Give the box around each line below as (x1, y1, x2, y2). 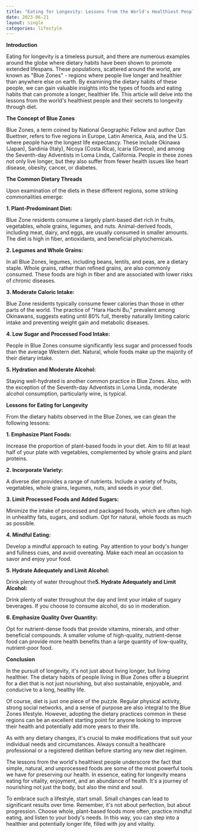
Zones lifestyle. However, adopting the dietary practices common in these (6, 710, 187, 717)
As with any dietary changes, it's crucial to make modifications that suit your (6, 735, 192, 742)
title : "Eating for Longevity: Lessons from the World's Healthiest (6, 8, 179, 15)
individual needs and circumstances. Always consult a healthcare (6, 741, 166, 748)
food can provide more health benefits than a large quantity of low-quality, (6, 638, 188, 645)
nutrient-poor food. (6, 644, 53, 652)
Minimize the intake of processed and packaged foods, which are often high (6, 508, 192, 515)
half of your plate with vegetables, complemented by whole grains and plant (6, 449, 192, 456)
